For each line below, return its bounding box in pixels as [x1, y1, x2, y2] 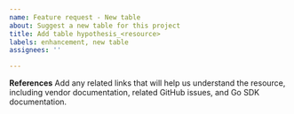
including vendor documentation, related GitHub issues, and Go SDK [9, 87, 260, 98]
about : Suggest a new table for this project [9, 21, 180, 30]
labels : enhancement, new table [9, 37, 129, 47]
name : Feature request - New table [9, 12, 141, 22]
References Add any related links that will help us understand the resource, [9, 78, 286, 88]
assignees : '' [9, 46, 62, 55]
